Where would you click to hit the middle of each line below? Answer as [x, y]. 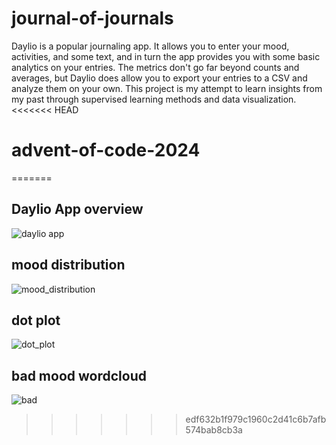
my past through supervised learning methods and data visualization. [154, 99]
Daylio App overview [77, 209]
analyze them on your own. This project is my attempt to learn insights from [167, 88]
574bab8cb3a [214, 430]
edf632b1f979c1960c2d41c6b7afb [256, 419]
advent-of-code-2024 [106, 150]
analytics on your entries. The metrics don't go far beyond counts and [155, 67]
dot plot [36, 320]
